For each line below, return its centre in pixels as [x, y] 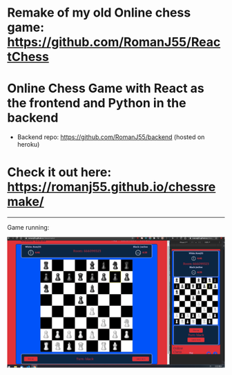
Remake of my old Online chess [99, 13]
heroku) [28, 145]
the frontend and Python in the [97, 103]
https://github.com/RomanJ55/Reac [114, 42]
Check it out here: [59, 173]
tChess [28, 57]
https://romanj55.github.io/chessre [112, 187]
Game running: [28, 228]
